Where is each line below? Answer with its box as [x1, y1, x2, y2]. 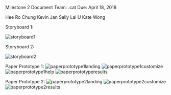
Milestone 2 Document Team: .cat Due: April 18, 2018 [5, 5, 117, 10]
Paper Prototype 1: [5, 64, 44, 69]
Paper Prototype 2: [5, 79, 45, 84]
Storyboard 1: [5, 24, 34, 30]
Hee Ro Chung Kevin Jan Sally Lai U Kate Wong [5, 14, 106, 20]
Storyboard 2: [5, 44, 35, 50]
